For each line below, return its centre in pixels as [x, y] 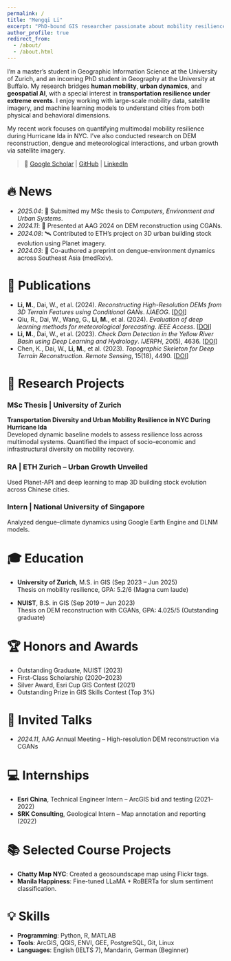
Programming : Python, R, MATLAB [66, 936]
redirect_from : [29, 39]
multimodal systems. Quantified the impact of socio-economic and [101, 442]
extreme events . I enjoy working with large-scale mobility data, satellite [109, 100]
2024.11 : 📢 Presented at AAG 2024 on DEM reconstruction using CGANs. [120, 225]
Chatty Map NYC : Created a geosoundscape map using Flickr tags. [113, 874]
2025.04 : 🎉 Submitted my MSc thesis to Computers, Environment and [115, 211]
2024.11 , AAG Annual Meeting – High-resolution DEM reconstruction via [118, 739]
